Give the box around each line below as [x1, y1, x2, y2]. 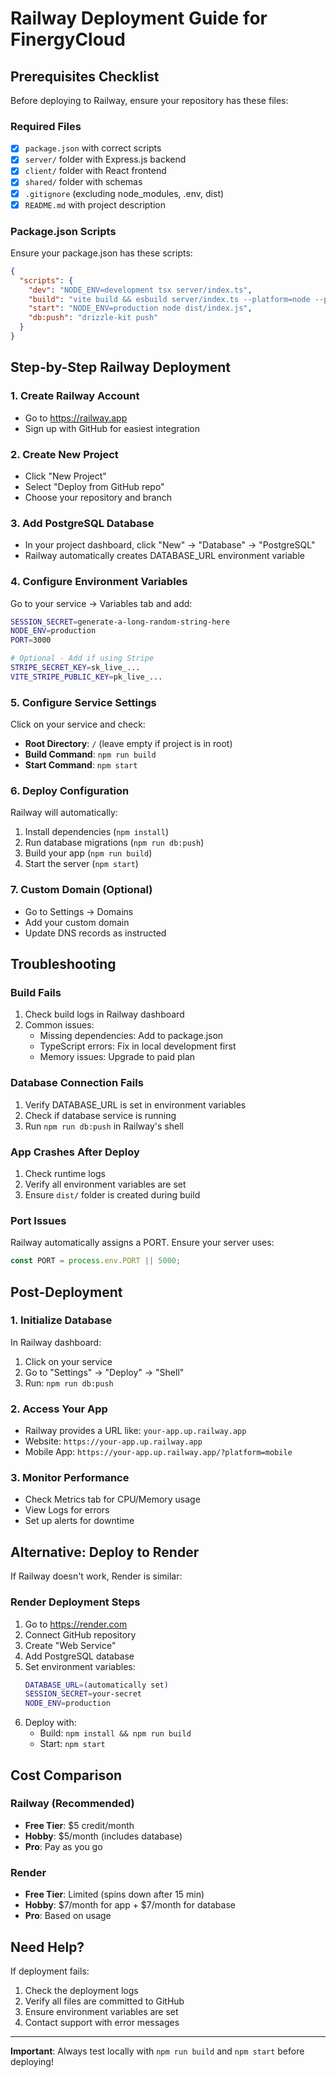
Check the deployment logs [24, 1984, 139, 1996]
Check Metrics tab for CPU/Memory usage [24, 1493, 201, 1506]
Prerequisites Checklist [10, 68, 160, 85]
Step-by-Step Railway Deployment [10, 359, 231, 376]
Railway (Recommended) [10, 1797, 135, 1811]
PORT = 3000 [10, 635, 52, 646]
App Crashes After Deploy [10, 1145, 140, 1159]
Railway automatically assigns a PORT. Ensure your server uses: [10, 1237, 275, 1249]
